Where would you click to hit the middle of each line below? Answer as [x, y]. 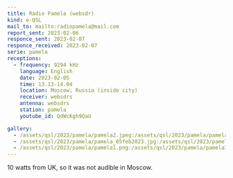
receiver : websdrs [46, 97]
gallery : [20, 128]
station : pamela [43, 110]
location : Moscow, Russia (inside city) [79, 90]
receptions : [24, 59]
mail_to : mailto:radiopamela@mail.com [63, 26]
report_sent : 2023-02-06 [43, 33]
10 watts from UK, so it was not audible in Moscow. [80, 168]
